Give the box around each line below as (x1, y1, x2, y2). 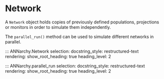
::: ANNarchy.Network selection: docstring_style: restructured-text (5, 48, 139, 54)
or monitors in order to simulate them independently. (5, 24, 111, 30)
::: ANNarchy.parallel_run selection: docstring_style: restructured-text (5, 63, 145, 69)
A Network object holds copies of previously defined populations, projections (5, 19, 160, 25)
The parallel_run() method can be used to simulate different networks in (5, 34, 154, 39)
